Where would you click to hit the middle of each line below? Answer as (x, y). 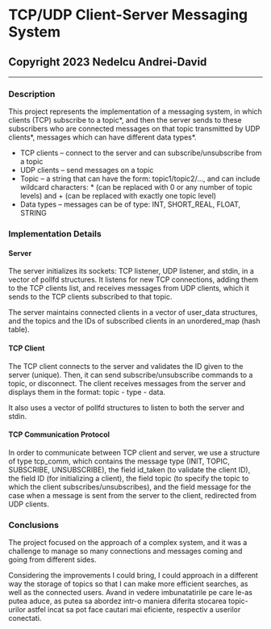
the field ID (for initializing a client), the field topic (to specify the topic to (129, 478)
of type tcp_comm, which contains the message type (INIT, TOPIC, (119, 461)
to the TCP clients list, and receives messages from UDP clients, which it (129, 288)
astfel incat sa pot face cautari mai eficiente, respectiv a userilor (134, 610)
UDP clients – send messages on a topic (87, 170)
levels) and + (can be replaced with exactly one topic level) (118, 196)
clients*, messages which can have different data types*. (102, 137)
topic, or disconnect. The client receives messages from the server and (127, 383)
